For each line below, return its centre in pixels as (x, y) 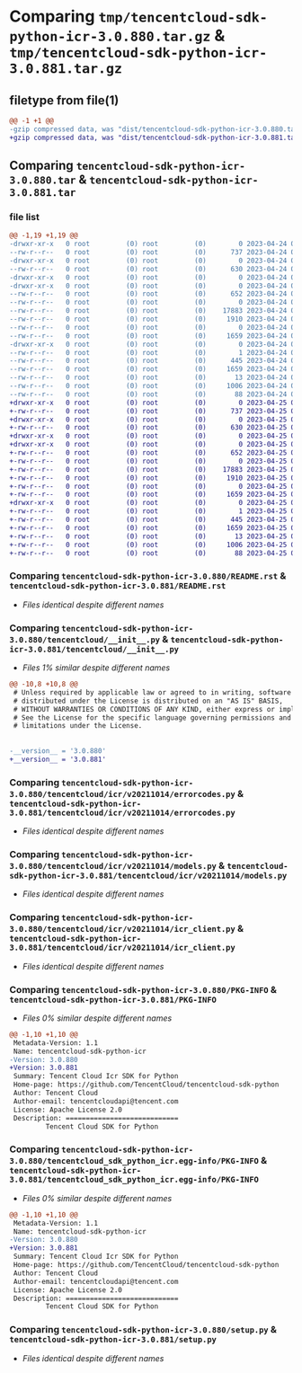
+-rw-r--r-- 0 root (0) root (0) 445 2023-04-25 (148, 520)
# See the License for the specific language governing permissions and (152, 718)
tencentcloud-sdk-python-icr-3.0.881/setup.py (113, 1340)
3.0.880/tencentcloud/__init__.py (84, 639)
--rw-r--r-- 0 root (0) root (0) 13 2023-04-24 (148, 378)
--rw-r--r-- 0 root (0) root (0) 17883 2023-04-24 (148, 311)
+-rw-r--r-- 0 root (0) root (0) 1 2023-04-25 (148, 511)
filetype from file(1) (64, 100)
